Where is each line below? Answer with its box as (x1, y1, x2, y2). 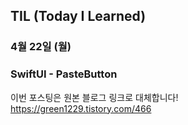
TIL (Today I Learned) (10, 8, 147, 25)
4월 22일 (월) (10, 40, 72, 54)
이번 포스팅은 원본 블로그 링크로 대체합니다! (10, 91, 179, 103)
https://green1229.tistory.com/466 (10, 102, 152, 114)
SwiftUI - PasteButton (10, 67, 118, 81)
